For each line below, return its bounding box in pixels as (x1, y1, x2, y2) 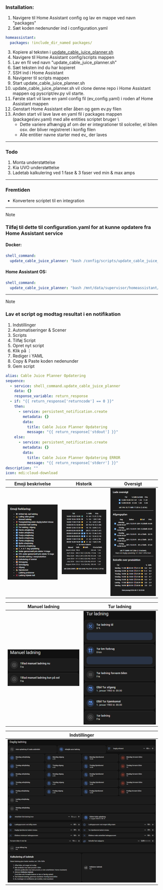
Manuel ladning (27, 603, 60, 609)
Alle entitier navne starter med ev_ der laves (19, 132, 107, 138)
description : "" (5, 466, 38, 471)
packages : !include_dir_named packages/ (10, 40, 92, 45)
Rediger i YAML (12, 353, 44, 359)
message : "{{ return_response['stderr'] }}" (27, 460, 119, 465)
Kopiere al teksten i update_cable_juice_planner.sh (12, 49, 114, 55)
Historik (75, 481, 92, 487)
